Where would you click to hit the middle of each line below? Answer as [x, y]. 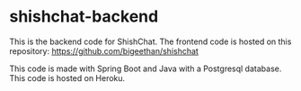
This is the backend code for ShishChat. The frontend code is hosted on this [150, 41]
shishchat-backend [84, 17]
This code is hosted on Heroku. [67, 77]
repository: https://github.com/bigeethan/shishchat [104, 50]
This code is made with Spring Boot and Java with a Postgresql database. [146, 68]
